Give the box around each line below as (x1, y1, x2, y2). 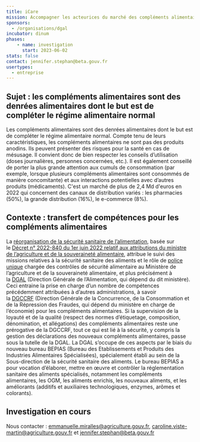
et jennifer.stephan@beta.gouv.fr (73, 429, 155, 436)
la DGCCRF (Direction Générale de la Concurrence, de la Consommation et (6, 294, 189, 302)
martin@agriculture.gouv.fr (6, 429, 73, 436)
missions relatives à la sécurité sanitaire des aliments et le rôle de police (6, 256, 183, 264)
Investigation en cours (6, 407, 91, 417)
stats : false (6, 53, 39, 59)
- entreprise (11, 70, 44, 76)
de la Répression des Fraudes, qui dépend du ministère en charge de (6, 301, 176, 308)
